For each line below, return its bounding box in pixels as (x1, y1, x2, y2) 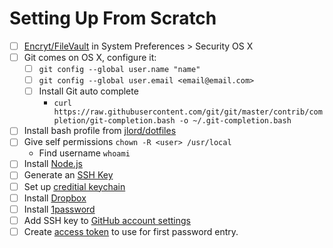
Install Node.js (23, 158, 83, 170)
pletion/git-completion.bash (53, 116, 176, 126)
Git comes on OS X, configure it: (23, 52, 157, 63)
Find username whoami (38, 147, 131, 159)
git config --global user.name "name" (38, 65, 201, 75)
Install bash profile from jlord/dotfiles (23, 125, 177, 137)
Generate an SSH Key (23, 169, 114, 181)
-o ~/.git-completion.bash (178, 116, 292, 126)
